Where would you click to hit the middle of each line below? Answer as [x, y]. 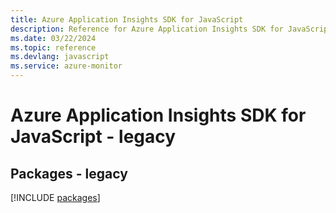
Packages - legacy [69, 173]
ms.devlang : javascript [60, 57]
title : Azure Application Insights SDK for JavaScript [127, 19]
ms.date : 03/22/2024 [53, 38]
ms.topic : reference [53, 47]
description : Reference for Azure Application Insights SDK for [147, 29]
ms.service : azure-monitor [66, 66]
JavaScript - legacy [93, 137]
